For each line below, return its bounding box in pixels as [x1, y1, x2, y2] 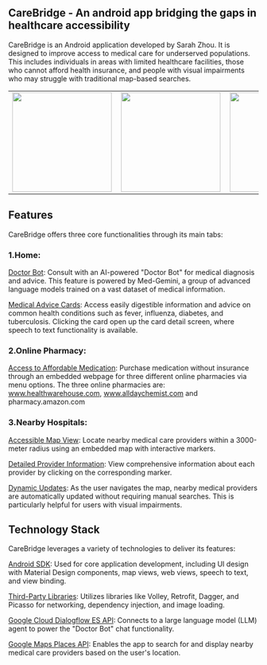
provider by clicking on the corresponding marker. [8, 467, 172, 477]
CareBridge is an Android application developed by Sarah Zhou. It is [8, 40, 230, 49]
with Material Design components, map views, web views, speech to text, [8, 568, 249, 577]
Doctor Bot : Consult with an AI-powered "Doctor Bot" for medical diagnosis [8, 267, 255, 277]
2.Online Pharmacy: [8, 345, 87, 356]
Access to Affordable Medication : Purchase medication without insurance [8, 363, 250, 373]
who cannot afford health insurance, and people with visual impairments [8, 65, 245, 75]
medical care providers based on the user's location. [8, 648, 181, 658]
